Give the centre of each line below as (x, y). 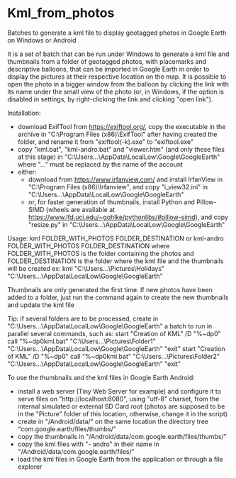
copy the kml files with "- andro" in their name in (88, 444)
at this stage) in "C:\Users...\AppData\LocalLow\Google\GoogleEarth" (119, 157)
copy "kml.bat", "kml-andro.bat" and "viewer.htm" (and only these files (121, 149)
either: (27, 172)
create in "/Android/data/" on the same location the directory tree (113, 421)
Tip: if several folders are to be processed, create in (83, 318)
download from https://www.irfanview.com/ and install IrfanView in (125, 179)
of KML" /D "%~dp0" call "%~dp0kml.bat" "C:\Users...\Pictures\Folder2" (114, 356)
